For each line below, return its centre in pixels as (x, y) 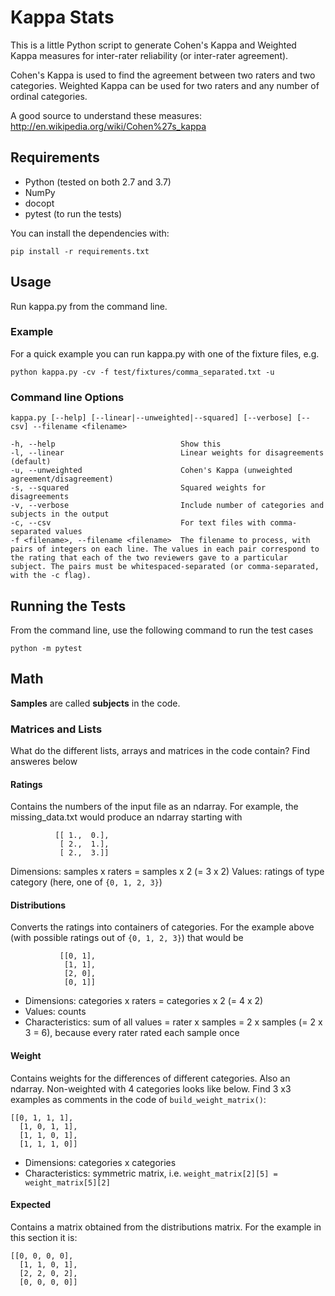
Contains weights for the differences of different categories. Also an (150, 1078)
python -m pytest (46, 648)
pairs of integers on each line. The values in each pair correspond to (165, 549)
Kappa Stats (62, 17)
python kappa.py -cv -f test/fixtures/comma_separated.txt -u (142, 372)
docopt (39, 203)
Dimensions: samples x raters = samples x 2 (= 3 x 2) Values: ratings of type (167, 872)
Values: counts (55, 1012)
